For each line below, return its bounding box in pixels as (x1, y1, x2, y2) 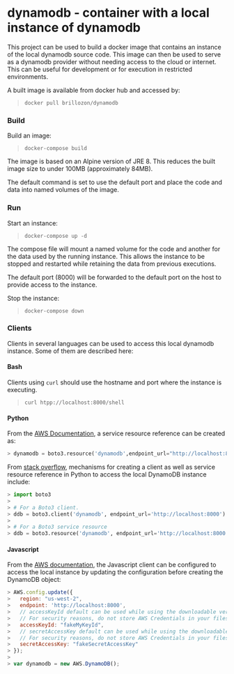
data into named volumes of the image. (7, 186, 120, 194)
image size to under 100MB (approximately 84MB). (7, 165, 153, 173)
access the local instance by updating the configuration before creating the (7, 568, 224, 576)
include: (7, 478, 31, 486)
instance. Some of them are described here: (7, 347, 134, 355)
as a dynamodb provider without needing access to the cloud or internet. (7, 57, 217, 66)
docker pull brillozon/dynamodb (24, 99, 118, 106)
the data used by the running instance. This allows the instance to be (7, 252, 205, 260)
